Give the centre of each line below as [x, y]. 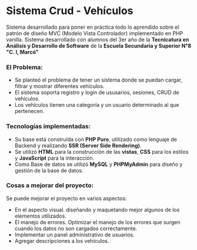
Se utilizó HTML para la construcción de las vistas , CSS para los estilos [102, 151]
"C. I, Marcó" [22, 52]
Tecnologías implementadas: [49, 126]
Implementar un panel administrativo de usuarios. [75, 234]
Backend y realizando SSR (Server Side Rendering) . [78, 146]
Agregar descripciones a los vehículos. [62, 241]
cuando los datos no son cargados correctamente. [76, 228]
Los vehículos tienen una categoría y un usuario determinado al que [97, 105]
